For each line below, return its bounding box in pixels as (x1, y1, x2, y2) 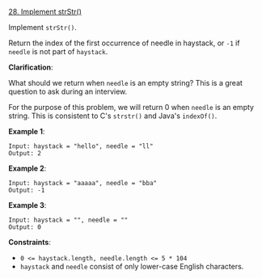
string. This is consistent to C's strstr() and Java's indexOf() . (8, 111, 218, 120)
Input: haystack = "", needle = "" (8, 216, 129, 224)
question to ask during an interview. (8, 87, 128, 96)
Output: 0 (8, 223, 42, 231)
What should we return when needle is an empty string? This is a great (8, 78, 243, 87)
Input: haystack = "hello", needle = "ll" (8, 142, 154, 150)
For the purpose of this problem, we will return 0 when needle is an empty (8, 103, 255, 112)
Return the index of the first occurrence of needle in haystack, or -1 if (8, 38, 240, 48)
